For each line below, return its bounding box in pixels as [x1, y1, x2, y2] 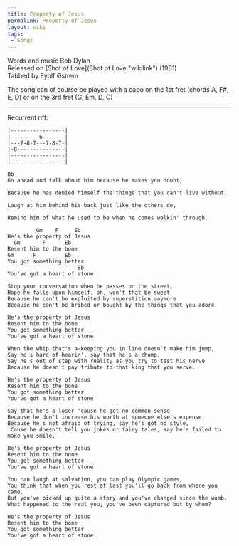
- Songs [10, 37, 33, 44]
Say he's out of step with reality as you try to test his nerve [7, 357, 205, 365]
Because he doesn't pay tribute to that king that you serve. [7, 364, 196, 371]
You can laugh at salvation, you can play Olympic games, [7, 476, 183, 483]
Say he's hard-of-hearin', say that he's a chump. [7, 352, 161, 359]
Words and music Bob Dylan [7, 56, 90, 65]
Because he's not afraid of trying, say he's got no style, [7, 420, 190, 427]
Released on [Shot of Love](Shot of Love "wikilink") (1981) [7, 64, 177, 73]
